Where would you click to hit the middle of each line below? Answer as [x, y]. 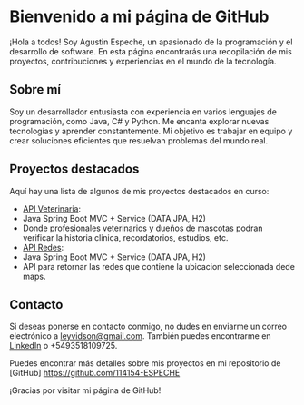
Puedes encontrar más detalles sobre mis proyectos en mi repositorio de [145, 363]
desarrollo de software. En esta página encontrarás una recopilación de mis [151, 51]
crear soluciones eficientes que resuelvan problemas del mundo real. [139, 140]
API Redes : [43, 247]
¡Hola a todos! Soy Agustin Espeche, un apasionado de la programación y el [151, 42]
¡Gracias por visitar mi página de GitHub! [85, 390]
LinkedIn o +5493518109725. [64, 346]
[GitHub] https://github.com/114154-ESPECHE [95, 373]
